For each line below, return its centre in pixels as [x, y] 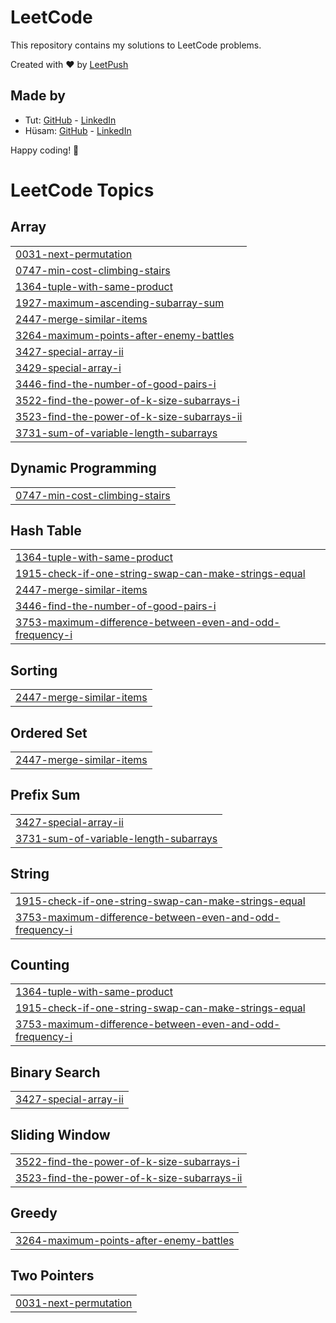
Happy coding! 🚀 [45, 150]
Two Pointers [52, 1276]
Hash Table [46, 530]
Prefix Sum [45, 795]
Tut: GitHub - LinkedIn [70, 120]
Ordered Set [49, 732]
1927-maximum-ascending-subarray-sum [120, 303]
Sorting [34, 670]
